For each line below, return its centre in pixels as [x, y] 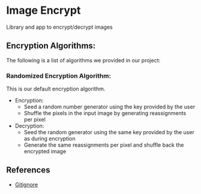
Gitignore [26, 184]
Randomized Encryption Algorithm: [59, 75]
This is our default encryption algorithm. [56, 89]
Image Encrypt [43, 10]
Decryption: [29, 126]
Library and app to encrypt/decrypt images [59, 27]
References [28, 170]
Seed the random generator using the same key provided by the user [109, 132]
